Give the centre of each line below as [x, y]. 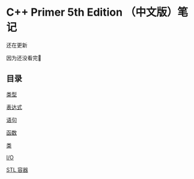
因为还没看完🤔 [24, 58]
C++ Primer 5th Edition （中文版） [92, 12]
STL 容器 [17, 169]
